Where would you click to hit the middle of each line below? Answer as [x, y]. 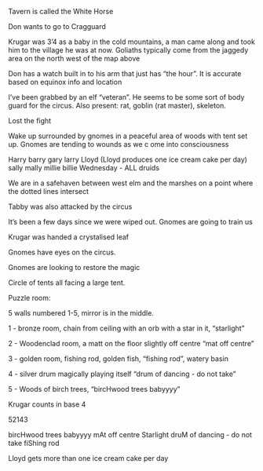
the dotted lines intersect [48, 191]
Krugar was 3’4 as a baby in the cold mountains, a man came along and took [131, 42]
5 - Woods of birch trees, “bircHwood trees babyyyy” [94, 389]
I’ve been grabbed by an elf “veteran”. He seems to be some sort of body [126, 97]
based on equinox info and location [65, 82]
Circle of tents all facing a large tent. [67, 283]
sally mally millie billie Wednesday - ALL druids [84, 168]
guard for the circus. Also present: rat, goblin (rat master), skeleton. [117, 106]
